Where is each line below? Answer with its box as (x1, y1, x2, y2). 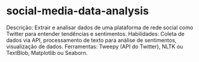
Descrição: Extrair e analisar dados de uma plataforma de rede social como (6, 24, 194, 31)
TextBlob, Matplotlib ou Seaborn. (6, 49, 88, 56)
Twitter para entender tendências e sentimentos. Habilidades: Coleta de (6, 30, 185, 37)
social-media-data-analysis (6, 4, 149, 18)
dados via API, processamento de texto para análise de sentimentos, (6, 36, 177, 44)
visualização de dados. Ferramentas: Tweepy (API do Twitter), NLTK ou (6, 43, 183, 50)
